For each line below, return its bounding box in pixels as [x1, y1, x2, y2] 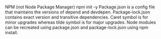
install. [5, 30, 18, 35]
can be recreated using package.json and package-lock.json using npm [5, 25, 149, 30]
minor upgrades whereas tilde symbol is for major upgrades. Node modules [5, 19, 156, 25]
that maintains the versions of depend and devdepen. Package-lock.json [5, 9, 150, 15]
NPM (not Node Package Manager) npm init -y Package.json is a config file [5, 4, 155, 10]
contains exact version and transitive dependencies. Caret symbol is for [5, 14, 148, 20]
